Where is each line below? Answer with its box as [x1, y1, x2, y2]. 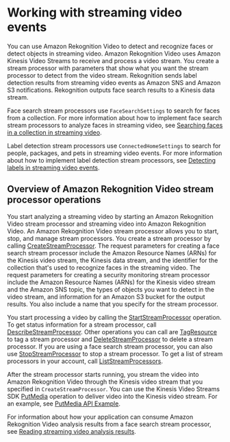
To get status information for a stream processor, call [7, 321, 157, 329]
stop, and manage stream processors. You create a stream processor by [7, 234, 212, 242]
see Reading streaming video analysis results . [7, 427, 137, 435]
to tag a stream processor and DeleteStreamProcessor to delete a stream [7, 335, 214, 343]
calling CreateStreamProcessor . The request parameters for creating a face [7, 242, 220, 250]
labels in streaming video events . [7, 163, 101, 172]
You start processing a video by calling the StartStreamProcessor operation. [7, 313, 222, 321]
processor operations [7, 194, 101, 206]
